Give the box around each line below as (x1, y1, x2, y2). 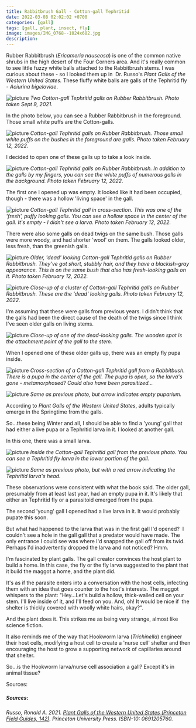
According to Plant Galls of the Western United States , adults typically (6, 402, 176, 409)
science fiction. (6, 622, 43, 628)
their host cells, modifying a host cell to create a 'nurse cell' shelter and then (6, 639, 191, 646)
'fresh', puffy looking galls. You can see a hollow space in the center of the (6, 212, 187, 219)
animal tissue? (6, 669, 41, 676)
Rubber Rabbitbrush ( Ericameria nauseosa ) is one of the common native (6, 52, 181, 59)
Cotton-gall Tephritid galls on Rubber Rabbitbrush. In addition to (30, 165, 185, 172)
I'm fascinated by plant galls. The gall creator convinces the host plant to (6, 556, 181, 562)
